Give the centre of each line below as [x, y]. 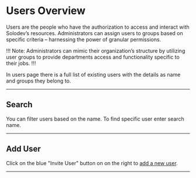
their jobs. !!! [21, 63]
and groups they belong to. [38, 81]
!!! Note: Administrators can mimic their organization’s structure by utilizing [96, 50]
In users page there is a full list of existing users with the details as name [93, 74]
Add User [23, 149]
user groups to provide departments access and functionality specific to [93, 57]
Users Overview [46, 11]
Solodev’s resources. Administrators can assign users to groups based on [95, 33]
